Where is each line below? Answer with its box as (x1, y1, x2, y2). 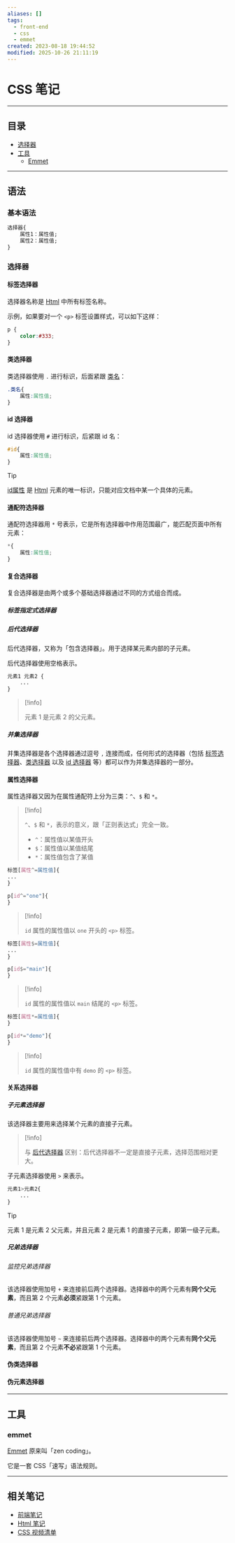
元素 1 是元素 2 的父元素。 (24, 713, 99, 721)
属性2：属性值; (20, 237, 58, 245)
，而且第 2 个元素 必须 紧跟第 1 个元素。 (13, 1294, 124, 1302)
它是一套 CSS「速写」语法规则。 (7, 1462, 101, 1470)
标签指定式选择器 (7, 606, 57, 614)
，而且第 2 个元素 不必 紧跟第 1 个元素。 (13, 1343, 124, 1351)
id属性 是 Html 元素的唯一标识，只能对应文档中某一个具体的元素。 (7, 486, 197, 494)
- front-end (13, 23, 49, 30)
